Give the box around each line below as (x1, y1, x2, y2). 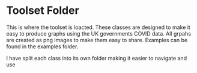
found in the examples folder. (6, 43, 79, 50)
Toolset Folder (6, 4, 79, 17)
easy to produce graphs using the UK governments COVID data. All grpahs (6, 30, 191, 37)
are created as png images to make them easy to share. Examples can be (6, 36, 188, 43)
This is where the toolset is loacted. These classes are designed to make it (6, 24, 190, 31)
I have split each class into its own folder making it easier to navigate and (6, 54, 187, 62)
